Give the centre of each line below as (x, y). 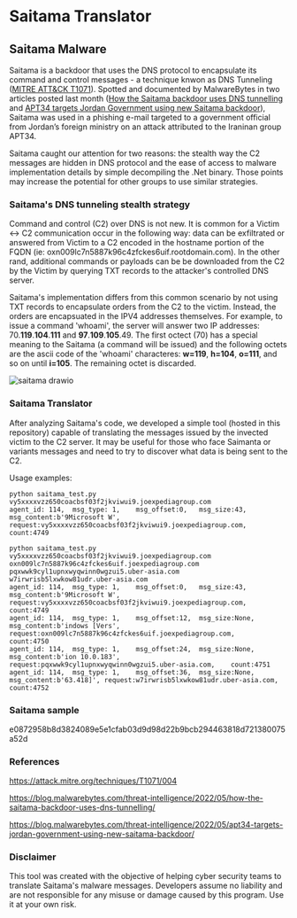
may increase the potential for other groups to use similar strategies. (133, 182)
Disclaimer (33, 857)
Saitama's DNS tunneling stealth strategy (100, 204)
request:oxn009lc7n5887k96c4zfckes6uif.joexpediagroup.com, (122, 634)
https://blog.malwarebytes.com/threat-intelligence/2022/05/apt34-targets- (146, 825)
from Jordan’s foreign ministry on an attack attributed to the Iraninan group (145, 127)
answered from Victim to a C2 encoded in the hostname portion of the (137, 243)
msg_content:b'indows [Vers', (65, 626)
